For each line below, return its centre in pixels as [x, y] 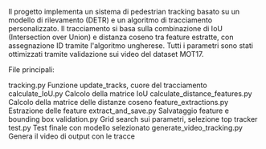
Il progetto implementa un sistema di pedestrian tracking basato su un [124, 12]
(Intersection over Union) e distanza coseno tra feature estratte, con [121, 37]
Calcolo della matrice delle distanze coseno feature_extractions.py [119, 102]
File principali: [31, 70]
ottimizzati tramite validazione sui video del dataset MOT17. [106, 54]
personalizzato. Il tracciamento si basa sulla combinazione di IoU [116, 28]
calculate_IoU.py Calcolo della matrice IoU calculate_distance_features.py [130, 94]
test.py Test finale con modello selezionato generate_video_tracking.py [126, 128]
